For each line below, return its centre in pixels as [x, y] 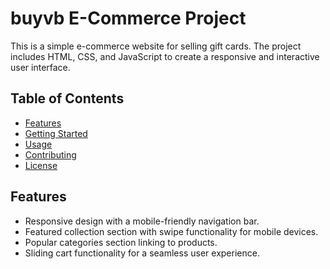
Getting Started [56, 133]
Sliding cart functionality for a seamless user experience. [142, 253]
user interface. [40, 67]
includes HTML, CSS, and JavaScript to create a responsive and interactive [165, 56]
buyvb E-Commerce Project [128, 18]
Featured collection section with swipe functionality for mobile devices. [171, 231]
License [41, 165]
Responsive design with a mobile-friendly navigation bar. [142, 221]
